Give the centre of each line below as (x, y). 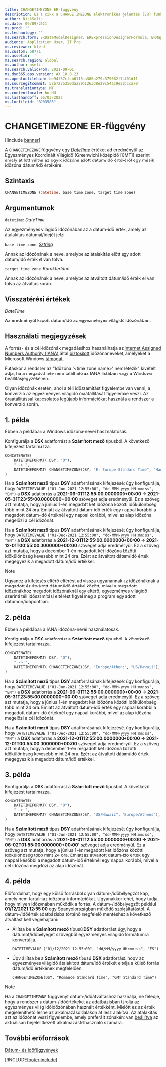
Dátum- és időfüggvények (32, 1050)
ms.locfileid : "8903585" (31, 102)
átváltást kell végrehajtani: (32, 919)
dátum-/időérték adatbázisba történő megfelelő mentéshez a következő (78, 914)
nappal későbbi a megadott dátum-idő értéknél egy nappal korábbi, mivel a (82, 860)
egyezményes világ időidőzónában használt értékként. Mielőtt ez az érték (80, 1007)
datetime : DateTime (25, 220)
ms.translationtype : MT (30, 88)
